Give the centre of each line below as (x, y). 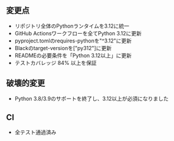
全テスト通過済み (35, 132)
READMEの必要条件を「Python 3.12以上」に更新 (73, 55)
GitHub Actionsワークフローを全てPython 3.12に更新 (78, 33)
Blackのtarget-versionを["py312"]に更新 (63, 48)
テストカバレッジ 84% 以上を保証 (56, 63)
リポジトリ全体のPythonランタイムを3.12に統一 (72, 26)
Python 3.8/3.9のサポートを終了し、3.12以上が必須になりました (92, 99)
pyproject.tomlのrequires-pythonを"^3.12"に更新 (73, 41)
